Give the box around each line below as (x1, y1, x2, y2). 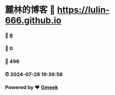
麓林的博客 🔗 (5, 4, 56, 15)
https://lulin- (57, 4, 110, 15)
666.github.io (5, 15, 62, 26)
